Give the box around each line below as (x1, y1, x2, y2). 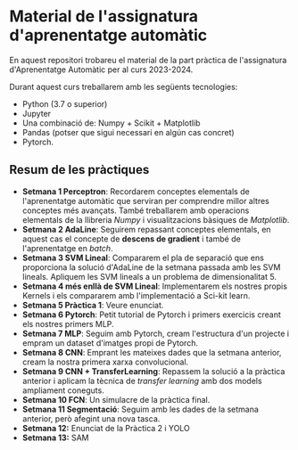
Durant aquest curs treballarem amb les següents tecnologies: (9, 81, 238, 92)
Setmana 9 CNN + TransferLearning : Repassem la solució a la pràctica (21, 365, 286, 376)
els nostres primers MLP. (21, 318, 114, 329)
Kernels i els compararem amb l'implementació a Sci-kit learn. (21, 290, 251, 300)
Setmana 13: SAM (21, 432, 89, 443)
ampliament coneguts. (21, 385, 104, 396)
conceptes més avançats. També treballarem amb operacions (21, 205, 250, 216)
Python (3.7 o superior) (21, 98, 108, 109)
